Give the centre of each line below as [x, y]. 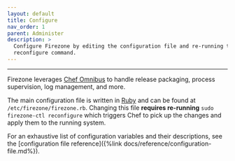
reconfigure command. [45, 53]
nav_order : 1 [26, 27]
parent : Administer [36, 33]
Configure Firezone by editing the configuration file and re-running [119, 46]
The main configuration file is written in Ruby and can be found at [101, 100]
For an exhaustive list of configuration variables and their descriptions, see [115, 136]
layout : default [31, 14]
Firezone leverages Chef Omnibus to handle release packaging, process [111, 79]
